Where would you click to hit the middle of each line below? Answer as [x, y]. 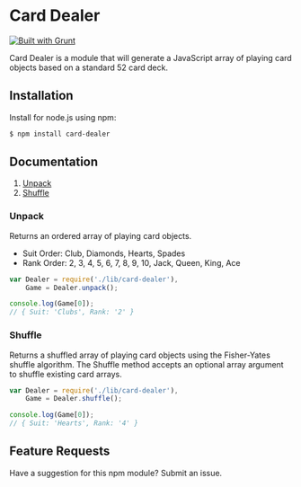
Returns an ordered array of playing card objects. [101, 235]
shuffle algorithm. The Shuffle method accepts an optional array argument [147, 364]
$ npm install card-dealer [60, 134]
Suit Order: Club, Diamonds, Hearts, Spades [104, 253]
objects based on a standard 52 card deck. [89, 67]
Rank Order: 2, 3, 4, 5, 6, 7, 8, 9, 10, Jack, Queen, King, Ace [131, 262]
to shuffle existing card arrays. [66, 374]
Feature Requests [60, 452]
